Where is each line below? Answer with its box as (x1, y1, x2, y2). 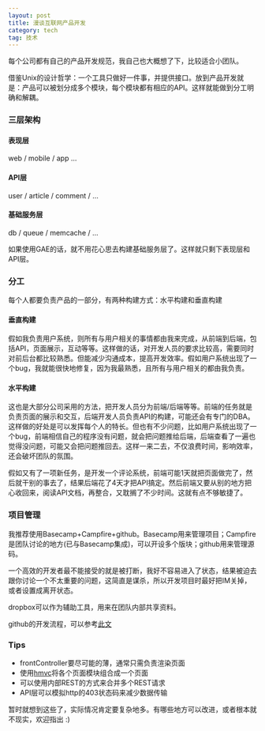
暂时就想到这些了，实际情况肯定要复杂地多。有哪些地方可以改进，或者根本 (8, 705, 250, 714)
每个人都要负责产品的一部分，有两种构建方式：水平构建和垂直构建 (8, 296, 222, 305)
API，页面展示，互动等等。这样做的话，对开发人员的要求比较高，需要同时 (14, 344, 255, 353)
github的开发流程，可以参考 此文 (8, 619, 112, 628)
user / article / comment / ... (8, 190, 99, 200)
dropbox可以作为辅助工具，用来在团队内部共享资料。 (8, 602, 181, 612)
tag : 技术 (8, 33, 38, 42)
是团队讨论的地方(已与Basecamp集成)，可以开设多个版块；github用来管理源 (8, 539, 255, 548)
